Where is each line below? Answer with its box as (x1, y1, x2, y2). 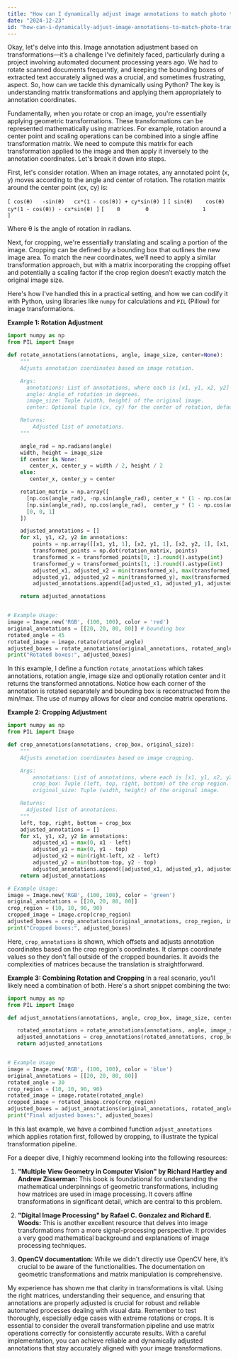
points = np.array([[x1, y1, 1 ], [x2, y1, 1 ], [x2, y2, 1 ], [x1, (33, 541, 230, 548)
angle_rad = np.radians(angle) (20, 442, 113, 450)
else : (20, 469, 37, 476)
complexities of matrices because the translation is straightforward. (7, 959, 204, 968)
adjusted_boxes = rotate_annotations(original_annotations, (7, 645, 189, 652)
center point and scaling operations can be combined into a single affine (7, 132, 219, 140)
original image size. (7, 276, 64, 284)
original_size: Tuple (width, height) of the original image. (33, 787, 220, 794)
